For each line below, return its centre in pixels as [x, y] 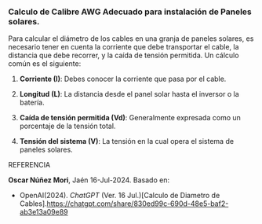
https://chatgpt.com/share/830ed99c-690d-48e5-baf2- [138, 204]
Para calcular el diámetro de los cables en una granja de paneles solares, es [131, 39]
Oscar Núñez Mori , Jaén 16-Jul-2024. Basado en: [89, 180]
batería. [32, 103]
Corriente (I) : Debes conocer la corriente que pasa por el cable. [123, 79]
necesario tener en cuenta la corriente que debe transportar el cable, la [124, 47]
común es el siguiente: [45, 64]
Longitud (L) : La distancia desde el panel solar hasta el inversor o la [129, 94]
